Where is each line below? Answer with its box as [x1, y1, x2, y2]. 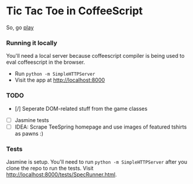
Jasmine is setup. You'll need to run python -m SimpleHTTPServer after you [6, 158, 188, 165]
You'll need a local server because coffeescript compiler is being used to [6, 52, 185, 60]
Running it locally [6, 39, 58, 47]
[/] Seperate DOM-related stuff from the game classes [14, 105, 148, 112]
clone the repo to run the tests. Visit [6, 164, 94, 171]
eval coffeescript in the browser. [6, 58, 86, 66]
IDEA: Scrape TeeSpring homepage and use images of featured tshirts [14, 123, 187, 130]
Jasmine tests [14, 116, 49, 123]
